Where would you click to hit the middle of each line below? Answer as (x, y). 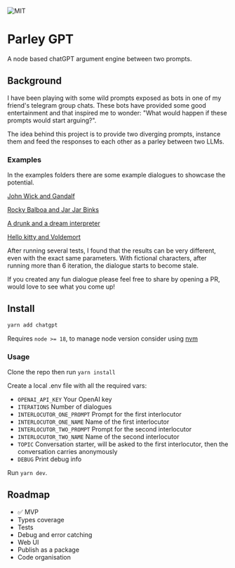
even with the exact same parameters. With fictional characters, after (107, 258)
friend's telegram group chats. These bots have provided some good (107, 105)
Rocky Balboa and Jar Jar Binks (53, 210)
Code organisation (44, 557)
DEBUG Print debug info (49, 459)
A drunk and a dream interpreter (54, 223)
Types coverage (41, 519)
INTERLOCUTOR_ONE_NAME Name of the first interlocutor (93, 422)
